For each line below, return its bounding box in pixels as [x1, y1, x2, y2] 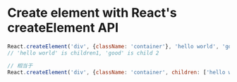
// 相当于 [7, 62, 33, 69]
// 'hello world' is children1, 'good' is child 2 [7, 49, 159, 57]
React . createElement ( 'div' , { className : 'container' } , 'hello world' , [7, 43, 219, 50]
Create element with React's [7, 5, 178, 21]
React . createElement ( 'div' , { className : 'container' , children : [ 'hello [7, 69, 226, 76]
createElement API [7, 20, 119, 36]
